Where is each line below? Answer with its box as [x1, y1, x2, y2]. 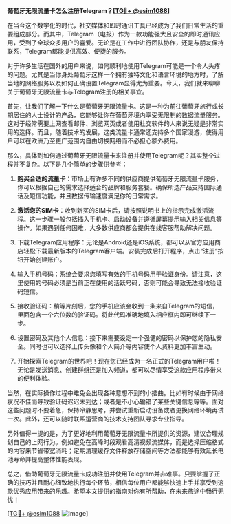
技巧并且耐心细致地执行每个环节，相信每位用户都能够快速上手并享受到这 [19, 479, 224, 486]
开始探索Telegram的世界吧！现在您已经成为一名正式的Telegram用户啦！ [16, 357, 221, 365]
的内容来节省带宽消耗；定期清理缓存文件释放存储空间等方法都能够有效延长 [7, 447, 218, 454]
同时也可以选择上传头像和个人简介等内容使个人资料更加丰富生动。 [29, 342, 217, 350]
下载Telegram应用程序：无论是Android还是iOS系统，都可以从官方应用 [16, 238, 215, 247]
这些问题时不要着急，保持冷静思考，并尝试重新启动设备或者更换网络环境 [7, 406, 212, 414]
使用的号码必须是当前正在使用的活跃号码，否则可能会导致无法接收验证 [23, 279, 222, 286]
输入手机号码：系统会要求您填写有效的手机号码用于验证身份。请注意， [16, 270, 217, 278]
